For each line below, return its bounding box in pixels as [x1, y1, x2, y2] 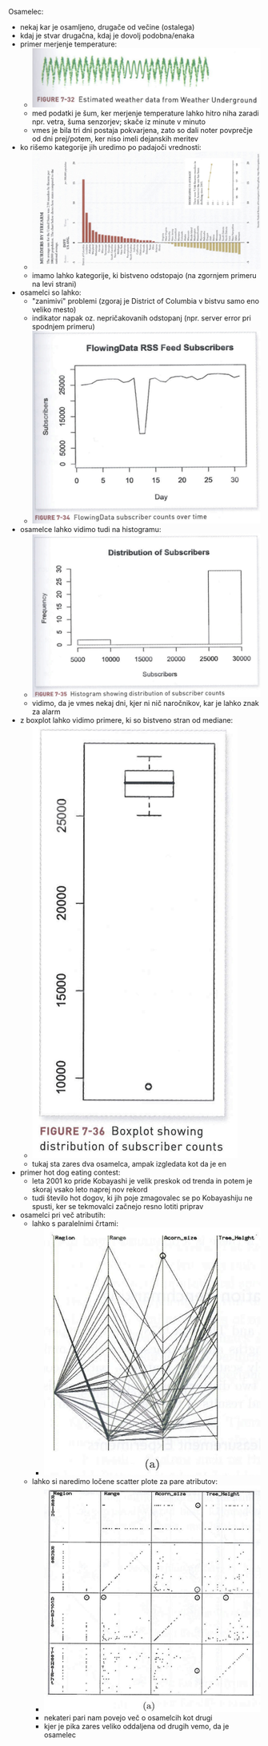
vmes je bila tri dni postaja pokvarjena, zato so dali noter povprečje [31, 126, 254, 135]
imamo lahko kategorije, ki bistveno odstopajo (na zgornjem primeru [31, 271, 257, 280]
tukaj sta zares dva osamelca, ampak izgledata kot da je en [31, 1159, 226, 1168]
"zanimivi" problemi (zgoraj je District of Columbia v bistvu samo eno [31, 296, 260, 306]
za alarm [31, 707, 61, 716]
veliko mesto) [31, 304, 77, 315]
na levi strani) [31, 280, 78, 289]
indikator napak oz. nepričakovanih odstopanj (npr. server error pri [31, 313, 252, 323]
